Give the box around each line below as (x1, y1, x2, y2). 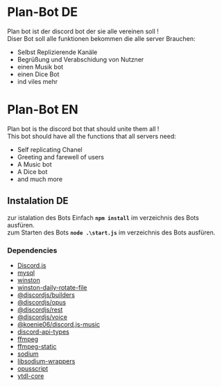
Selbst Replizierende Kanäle (17, 48, 98, 56)
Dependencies (7, 246, 58, 255)
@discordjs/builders (17, 291, 75, 299)
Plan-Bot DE (7, 4, 78, 20)
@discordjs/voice (17, 313, 68, 321)
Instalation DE (7, 195, 69, 207)
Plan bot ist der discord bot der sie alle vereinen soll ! (7, 27, 159, 35)
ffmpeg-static (17, 342, 57, 350)
